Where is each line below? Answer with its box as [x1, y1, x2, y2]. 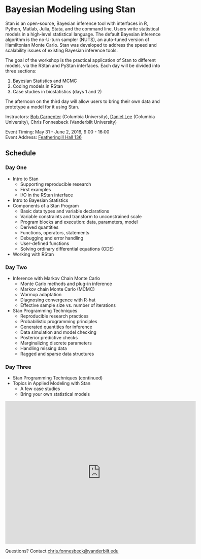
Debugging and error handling [20, 235, 84, 241]
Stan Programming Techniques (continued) [12, 375, 103, 381]
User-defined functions [20, 240, 70, 247]
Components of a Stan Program [12, 202, 79, 208]
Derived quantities [20, 224, 59, 230]
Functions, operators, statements [20, 229, 90, 235]
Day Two [5, 264, 27, 271]
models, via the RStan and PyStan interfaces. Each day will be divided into [5, 62, 160, 68]
